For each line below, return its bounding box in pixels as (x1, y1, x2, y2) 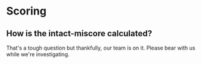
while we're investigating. (6, 51, 69, 58)
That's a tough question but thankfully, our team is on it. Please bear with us (6, 44, 196, 51)
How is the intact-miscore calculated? (6, 28, 153, 39)
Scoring (6, 4, 47, 18)
